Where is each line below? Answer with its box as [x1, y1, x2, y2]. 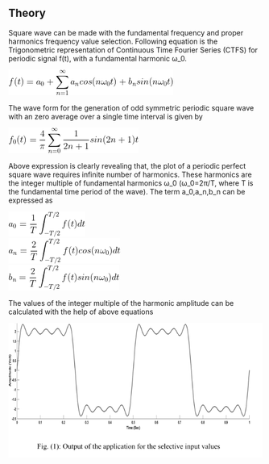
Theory [8, 6, 47, 20]
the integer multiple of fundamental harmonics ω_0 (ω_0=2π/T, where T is [8, 178, 254, 188]
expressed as [8, 195, 53, 205]
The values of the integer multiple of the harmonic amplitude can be [8, 298, 234, 307]
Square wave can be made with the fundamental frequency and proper [8, 27, 244, 37]
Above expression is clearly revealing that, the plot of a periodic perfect [8, 161, 246, 170]
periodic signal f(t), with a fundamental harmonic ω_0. [8, 53, 188, 63]
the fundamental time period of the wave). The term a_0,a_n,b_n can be [8, 186, 246, 196]
